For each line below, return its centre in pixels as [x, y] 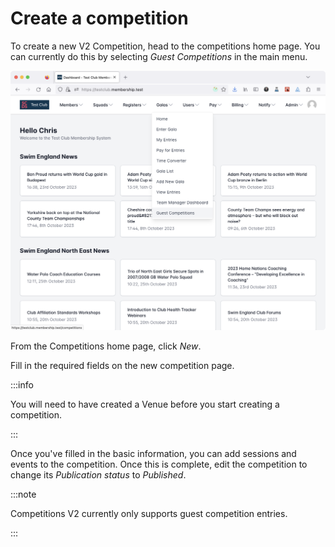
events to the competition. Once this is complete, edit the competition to [159, 464]
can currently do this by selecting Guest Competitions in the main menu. [159, 56]
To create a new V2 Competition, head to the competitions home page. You [165, 46]
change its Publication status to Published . [98, 474]
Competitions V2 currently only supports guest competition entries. [149, 513]
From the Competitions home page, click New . [106, 346]
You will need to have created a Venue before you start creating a [145, 404]
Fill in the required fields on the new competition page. [122, 365]
